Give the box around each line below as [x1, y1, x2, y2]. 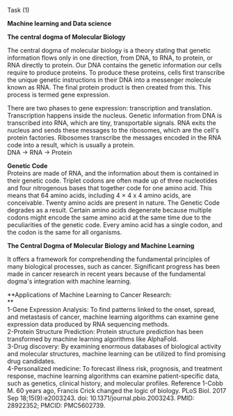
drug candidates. [7, 357, 56, 365]
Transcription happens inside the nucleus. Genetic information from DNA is [7, 111, 223, 119]
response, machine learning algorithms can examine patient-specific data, [7, 372, 220, 380]
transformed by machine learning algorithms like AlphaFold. [7, 335, 179, 343]
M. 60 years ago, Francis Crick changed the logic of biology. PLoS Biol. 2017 [7, 387, 227, 394]
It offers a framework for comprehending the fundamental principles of [7, 255, 211, 263]
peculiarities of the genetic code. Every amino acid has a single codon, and [7, 221, 223, 228]
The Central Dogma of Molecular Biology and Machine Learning [7, 242, 195, 249]
